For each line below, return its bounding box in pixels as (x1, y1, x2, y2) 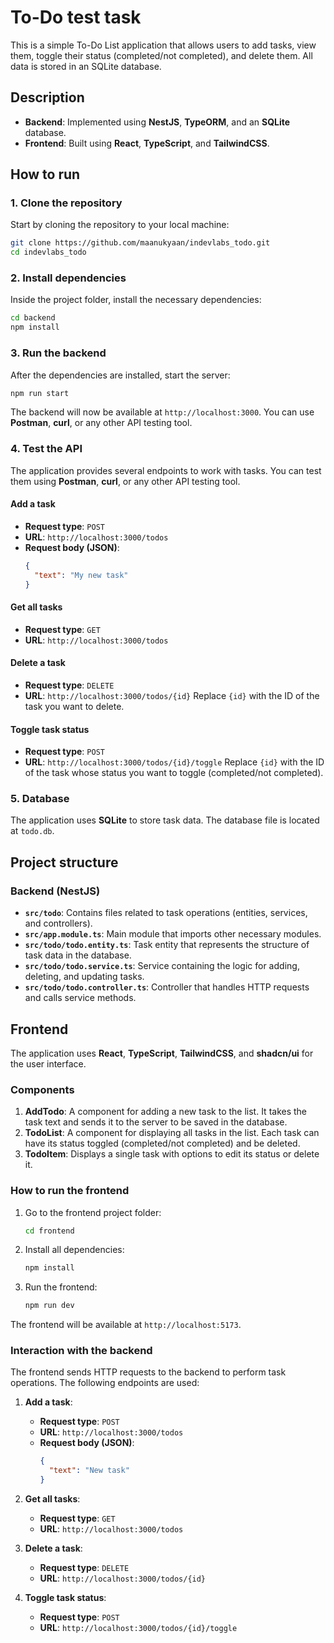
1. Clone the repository (10, 196, 123, 210)
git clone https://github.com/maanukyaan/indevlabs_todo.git (10, 238, 271, 248)
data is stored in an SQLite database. (10, 60, 162, 72)
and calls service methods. (24, 992, 137, 1004)
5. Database (10, 792, 70, 806)
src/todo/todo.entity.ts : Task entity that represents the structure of (24, 939, 310, 951)
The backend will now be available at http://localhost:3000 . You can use (10, 406, 315, 418)
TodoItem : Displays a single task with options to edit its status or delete (24, 1148, 320, 1160)
